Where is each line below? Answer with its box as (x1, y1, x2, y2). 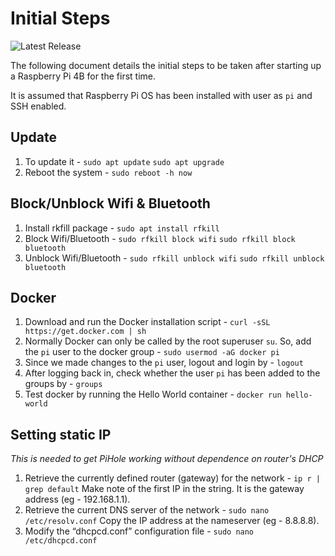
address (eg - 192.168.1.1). (24, 493, 131, 506)
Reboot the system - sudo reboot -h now (24, 166, 193, 178)
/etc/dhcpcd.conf (24, 536, 98, 546)
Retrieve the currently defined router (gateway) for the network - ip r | (24, 472, 321, 484)
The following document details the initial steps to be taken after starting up (10, 59, 322, 71)
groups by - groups (24, 378, 103, 390)
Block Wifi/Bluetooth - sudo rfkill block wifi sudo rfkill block (24, 232, 296, 244)
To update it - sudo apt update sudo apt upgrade (24, 155, 225, 167)
